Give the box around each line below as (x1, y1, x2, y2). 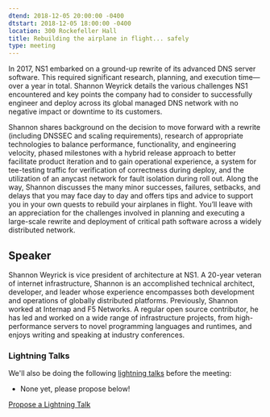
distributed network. (8, 225, 76, 235)
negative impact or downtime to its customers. (8, 106, 163, 117)
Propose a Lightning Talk (8, 400, 91, 410)
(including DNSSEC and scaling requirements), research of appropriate (8, 131, 244, 141)
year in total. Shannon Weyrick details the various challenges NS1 (31, 81, 248, 91)
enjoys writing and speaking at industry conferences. (8, 330, 185, 340)
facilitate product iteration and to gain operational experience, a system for (8, 156, 256, 166)
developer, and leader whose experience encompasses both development (8, 287, 255, 297)
